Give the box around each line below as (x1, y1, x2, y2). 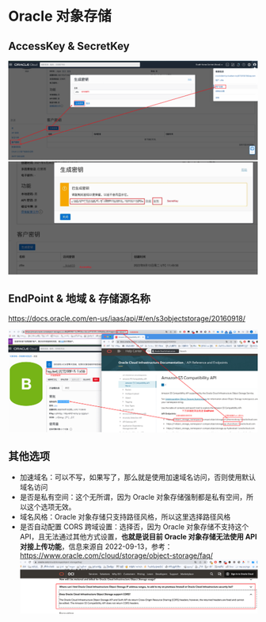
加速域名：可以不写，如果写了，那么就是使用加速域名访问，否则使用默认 (19, 472, 256, 482)
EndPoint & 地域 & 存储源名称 (8, 292, 150, 305)
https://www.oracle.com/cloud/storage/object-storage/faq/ (19, 551, 214, 560)
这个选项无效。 (26, 501, 76, 512)
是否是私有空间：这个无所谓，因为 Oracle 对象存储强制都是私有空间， (19, 492, 247, 501)
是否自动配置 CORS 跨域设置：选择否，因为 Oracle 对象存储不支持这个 (19, 521, 249, 532)
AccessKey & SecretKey (8, 39, 130, 52)
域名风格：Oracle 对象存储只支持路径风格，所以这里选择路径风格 (19, 512, 231, 521)
